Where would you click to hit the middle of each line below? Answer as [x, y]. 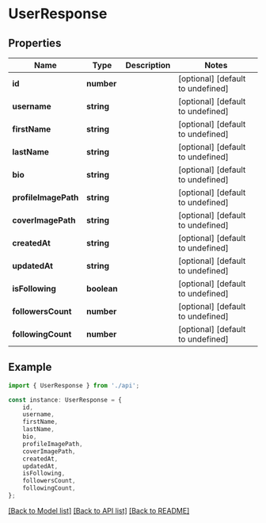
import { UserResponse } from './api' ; [74, 385]
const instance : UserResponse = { [65, 400]
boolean [103, 288]
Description [148, 65]
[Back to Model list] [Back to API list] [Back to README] [99, 510]
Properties [35, 43]
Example [30, 367]
